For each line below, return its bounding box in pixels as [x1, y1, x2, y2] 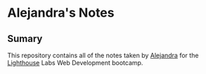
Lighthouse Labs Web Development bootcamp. [7, 59, 143, 67]
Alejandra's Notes [7, 5, 115, 21]
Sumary [7, 33, 43, 45]
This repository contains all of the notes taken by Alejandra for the [7, 51, 199, 59]
